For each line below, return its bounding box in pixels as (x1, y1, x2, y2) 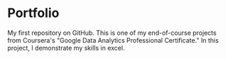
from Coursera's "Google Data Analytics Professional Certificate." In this (7, 36, 219, 44)
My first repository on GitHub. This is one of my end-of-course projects (7, 28, 217, 37)
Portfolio (7, 5, 60, 21)
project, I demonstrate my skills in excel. (7, 43, 125, 52)
